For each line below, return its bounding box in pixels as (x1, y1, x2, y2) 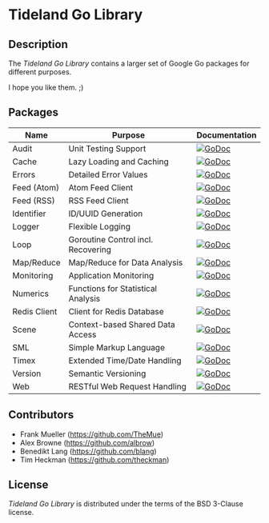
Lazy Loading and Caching (68, 156, 170, 167)
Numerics (12, 288, 50, 299)
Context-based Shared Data (68, 318, 176, 329)
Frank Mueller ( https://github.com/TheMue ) (19, 429, 164, 439)
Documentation (195, 130, 257, 141)
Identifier (12, 208, 46, 219)
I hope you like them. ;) (8, 82, 84, 92)
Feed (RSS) (12, 194, 55, 206)
